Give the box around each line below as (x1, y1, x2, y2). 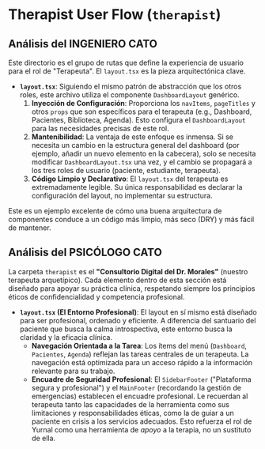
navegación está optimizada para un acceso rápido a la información (31, 357, 253, 367)
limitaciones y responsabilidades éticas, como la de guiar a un (31, 408, 235, 417)
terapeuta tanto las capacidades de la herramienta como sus (31, 399, 229, 409)
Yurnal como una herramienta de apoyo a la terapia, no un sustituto (31, 424, 252, 434)
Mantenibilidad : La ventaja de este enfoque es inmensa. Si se (31, 132, 233, 141)
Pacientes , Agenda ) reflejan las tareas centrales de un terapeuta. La (31, 349, 249, 359)
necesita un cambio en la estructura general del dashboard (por (31, 141, 240, 149)
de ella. (31, 433, 56, 443)
